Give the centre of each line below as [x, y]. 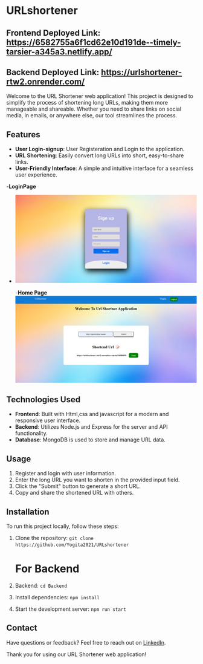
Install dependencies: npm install [57, 597]
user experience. [36, 175]
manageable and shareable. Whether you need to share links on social [94, 109]
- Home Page [31, 293]
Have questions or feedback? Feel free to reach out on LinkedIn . [86, 642]
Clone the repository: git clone [54, 538]
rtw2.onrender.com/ [46, 81]
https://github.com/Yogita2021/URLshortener [72, 545]
